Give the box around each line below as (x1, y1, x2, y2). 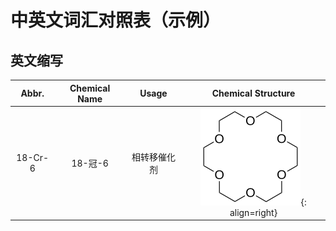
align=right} (229, 206, 278, 218)
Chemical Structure (211, 87, 296, 99)
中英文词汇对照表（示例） (10, 9, 222, 32)
